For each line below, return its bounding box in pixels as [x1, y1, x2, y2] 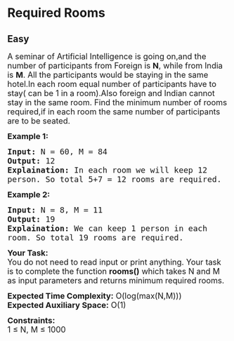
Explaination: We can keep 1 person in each [7, 223, 208, 233]
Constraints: [7, 316, 56, 326]
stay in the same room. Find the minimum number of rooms [7, 98, 228, 107]
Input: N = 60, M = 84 [7, 147, 108, 156]
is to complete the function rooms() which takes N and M [7, 267, 220, 276]
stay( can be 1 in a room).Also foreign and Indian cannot [7, 88, 216, 98]
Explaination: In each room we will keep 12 [7, 165, 208, 175]
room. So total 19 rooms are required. [7, 233, 184, 243]
